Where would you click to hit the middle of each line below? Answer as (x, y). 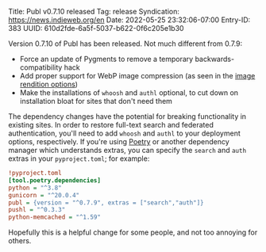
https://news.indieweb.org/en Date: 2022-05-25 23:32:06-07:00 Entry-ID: (129, 20)
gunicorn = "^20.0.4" (44, 195)
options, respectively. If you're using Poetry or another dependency (119, 141)
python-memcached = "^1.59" (55, 217)
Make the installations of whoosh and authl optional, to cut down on (129, 93)
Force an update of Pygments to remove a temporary (106, 59)
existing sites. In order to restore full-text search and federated (111, 125)
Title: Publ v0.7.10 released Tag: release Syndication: (94, 11)
